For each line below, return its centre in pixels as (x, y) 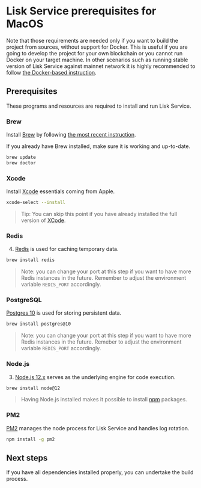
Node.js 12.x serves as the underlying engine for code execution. (95, 377)
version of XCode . (43, 220)
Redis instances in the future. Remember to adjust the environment (103, 278)
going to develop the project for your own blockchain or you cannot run (94, 53)
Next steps (27, 458)
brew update (21, 158)
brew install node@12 (33, 388)
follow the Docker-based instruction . (52, 72)
